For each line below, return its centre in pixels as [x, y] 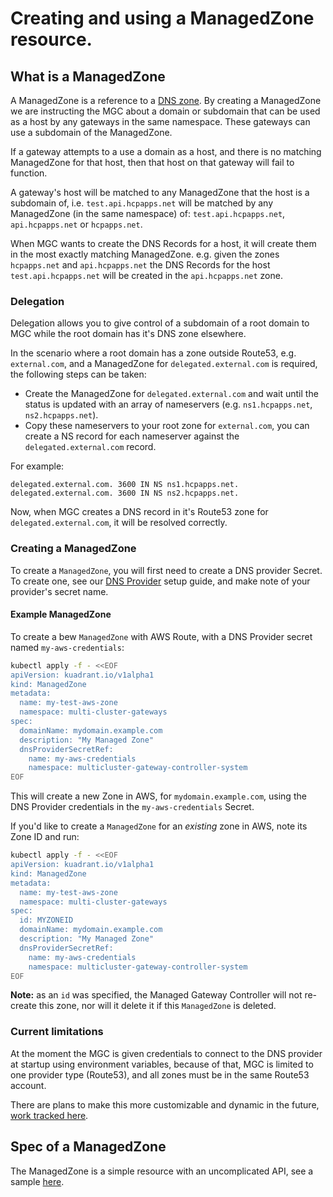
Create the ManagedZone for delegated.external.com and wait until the [171, 394]
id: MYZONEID [46, 920]
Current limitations [57, 1032]
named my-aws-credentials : [67, 647]
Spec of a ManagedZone [88, 1147]
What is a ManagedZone [88, 76]
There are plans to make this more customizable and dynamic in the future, [165, 1104]
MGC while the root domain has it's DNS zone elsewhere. [128, 334]
